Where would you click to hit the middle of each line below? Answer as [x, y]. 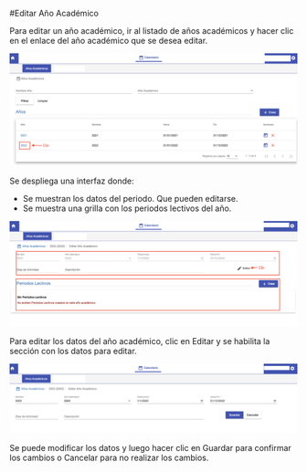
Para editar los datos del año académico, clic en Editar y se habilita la [140, 341]
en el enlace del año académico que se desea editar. [109, 41]
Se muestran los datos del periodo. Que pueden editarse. [131, 198]
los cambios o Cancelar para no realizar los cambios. [109, 458]
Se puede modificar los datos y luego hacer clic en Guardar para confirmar [151, 448]
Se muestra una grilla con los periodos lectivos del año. [127, 208]
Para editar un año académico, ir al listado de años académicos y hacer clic [152, 31]
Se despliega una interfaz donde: [72, 181]
